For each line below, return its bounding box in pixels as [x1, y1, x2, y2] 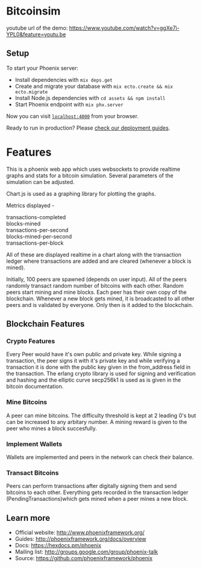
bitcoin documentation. [6, 383, 64, 390]
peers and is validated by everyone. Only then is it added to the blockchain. [6, 301, 194, 308]
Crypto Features [6, 337, 55, 345]
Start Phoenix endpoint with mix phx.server [14, 101, 124, 108]
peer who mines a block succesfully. [6, 424, 98, 432]
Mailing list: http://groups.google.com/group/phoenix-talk [14, 548, 159, 555]
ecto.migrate [14, 89, 48, 95]
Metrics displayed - [6, 202, 55, 209]
